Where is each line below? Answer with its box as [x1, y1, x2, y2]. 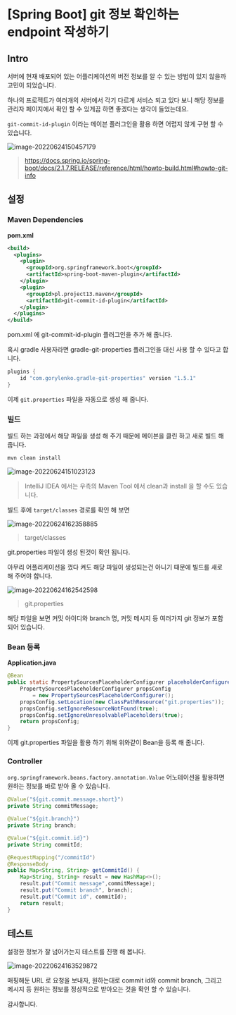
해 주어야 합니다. [7, 572, 53, 580]
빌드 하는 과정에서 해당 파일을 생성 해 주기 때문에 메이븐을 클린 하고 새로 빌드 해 [7, 431, 225, 441]
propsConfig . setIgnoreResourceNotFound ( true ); [20, 705, 159, 712]
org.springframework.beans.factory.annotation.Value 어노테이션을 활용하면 [7, 773, 225, 782]
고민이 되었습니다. [7, 81, 57, 89]
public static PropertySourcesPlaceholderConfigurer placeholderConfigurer [7, 679, 234, 686]
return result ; [20, 899, 65, 906]
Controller [7, 756, 43, 766]
